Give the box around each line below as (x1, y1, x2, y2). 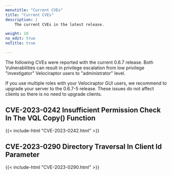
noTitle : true (5, 41, 36, 46)
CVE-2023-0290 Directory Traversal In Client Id (5, 142, 162, 151)
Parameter (5, 150, 40, 159)
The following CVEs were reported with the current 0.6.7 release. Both (5, 59, 154, 65)
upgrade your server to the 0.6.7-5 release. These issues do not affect (5, 85, 154, 91)
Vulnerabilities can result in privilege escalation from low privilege (5, 65, 145, 71)
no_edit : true (5, 36, 36, 41)
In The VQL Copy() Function (5, 114, 96, 123)
